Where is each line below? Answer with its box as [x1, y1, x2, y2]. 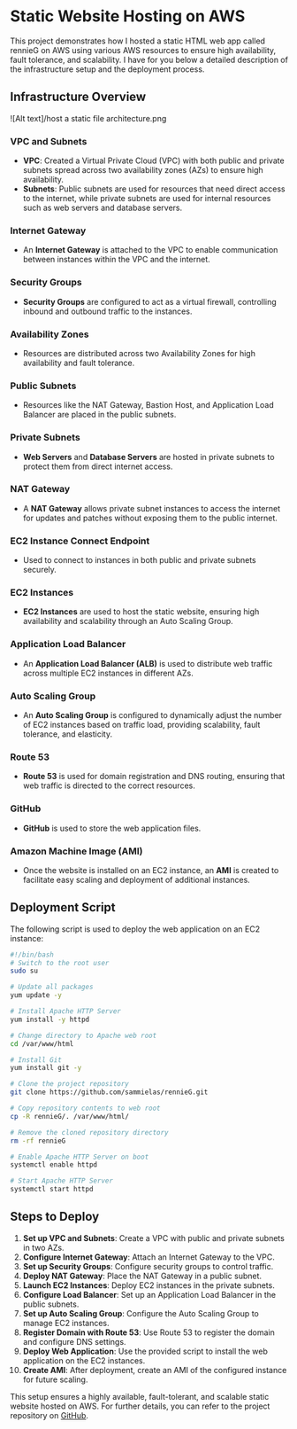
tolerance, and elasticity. [22, 729, 113, 739]
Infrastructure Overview [10, 90, 147, 105]
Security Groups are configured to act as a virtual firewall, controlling [22, 296, 277, 307]
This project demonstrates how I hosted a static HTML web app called [10, 35, 266, 46]
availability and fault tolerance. [22, 357, 135, 368]
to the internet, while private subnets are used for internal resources [22, 193, 271, 204]
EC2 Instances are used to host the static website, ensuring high [22, 606, 260, 617]
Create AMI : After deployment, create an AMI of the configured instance [22, 1364, 287, 1375]
